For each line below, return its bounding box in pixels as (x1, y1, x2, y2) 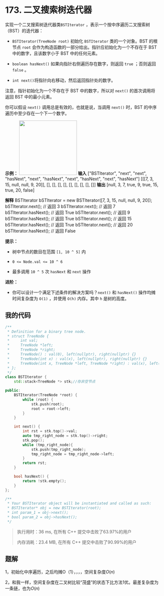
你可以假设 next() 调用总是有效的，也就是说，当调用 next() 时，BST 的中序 (5, 104, 157, 110)
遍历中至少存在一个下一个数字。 (5, 110, 69, 116)
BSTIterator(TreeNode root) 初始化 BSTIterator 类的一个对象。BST (12, 38, 148, 44)
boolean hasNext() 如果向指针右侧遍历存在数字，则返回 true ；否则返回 (12, 61, 156, 67)
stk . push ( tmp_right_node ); (31, 447, 86, 452)
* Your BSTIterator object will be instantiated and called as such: (7, 501, 152, 506)
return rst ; (22, 461, 47, 466)
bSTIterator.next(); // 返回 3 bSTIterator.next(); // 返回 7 (5, 203, 116, 209)
